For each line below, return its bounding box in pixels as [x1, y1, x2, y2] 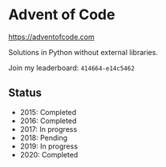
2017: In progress [19, 124, 78, 133]
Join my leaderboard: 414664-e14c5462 [8, 62, 135, 73]
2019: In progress [19, 141, 79, 151]
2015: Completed [19, 107, 77, 117]
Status [8, 86, 43, 100]
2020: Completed [19, 149, 79, 159]
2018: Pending [19, 133, 68, 142]
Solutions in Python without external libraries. [8, 47, 159, 57]
